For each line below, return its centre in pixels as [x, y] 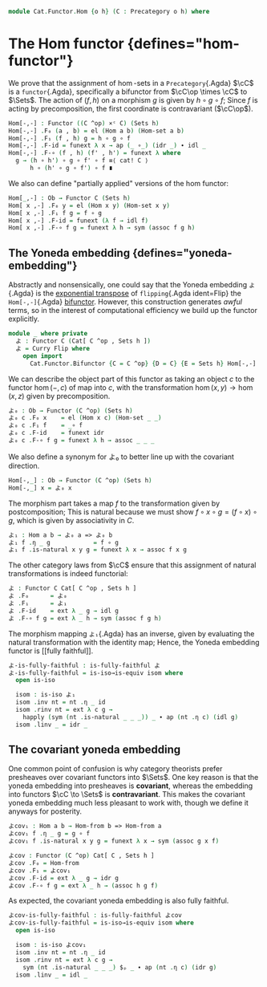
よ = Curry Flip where [53, 348]
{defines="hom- [184, 44]
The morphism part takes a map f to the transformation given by [114, 503]
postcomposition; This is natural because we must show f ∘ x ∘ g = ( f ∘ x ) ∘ [133, 512]
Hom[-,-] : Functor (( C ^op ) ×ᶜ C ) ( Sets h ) [84, 123]
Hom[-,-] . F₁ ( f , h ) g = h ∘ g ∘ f [69, 138]
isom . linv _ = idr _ [52, 725]
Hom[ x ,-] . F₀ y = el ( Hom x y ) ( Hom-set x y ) [89, 205]
